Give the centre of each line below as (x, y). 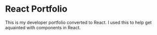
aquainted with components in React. (43, 27)
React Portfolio (36, 9)
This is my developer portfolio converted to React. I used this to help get (78, 22)
